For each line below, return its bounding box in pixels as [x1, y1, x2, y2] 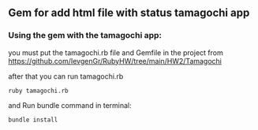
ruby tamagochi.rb [8, 87, 69, 95]
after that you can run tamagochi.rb [8, 71, 124, 81]
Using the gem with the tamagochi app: [8, 30, 163, 41]
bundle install [8, 116, 58, 124]
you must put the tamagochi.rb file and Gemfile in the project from [8, 47, 223, 58]
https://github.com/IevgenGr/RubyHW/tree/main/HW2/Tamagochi [8, 56, 222, 65]
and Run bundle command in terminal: [8, 100, 132, 110]
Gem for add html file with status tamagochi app [8, 6, 250, 20]
